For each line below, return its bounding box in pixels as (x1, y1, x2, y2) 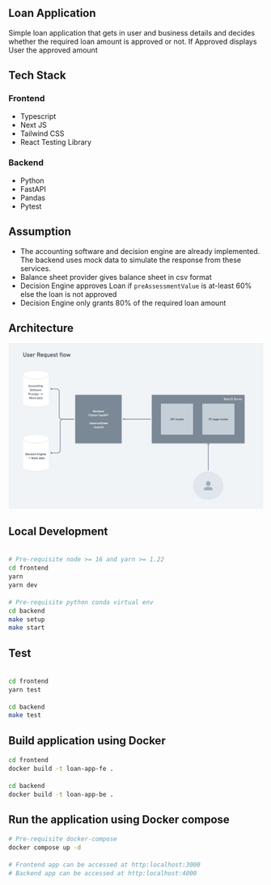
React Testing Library (19, 137, 91, 146)
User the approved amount (8, 44, 99, 55)
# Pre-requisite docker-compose (8, 835, 117, 844)
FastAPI (19, 184, 46, 193)
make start (8, 624, 45, 632)
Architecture (8, 321, 74, 335)
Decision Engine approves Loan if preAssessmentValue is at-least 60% (19, 281, 252, 290)
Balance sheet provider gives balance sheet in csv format (19, 272, 212, 282)
